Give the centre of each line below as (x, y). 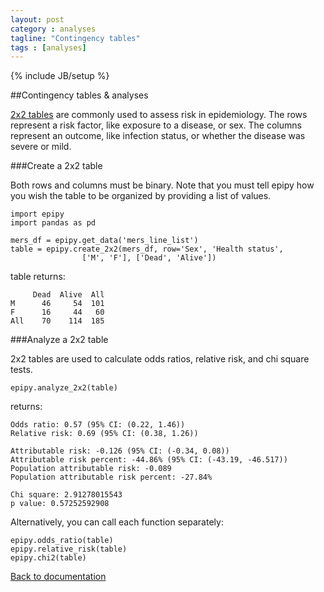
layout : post (37, 19)
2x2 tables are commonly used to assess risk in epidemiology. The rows (159, 115)
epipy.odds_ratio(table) (62, 541)
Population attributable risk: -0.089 (91, 469)
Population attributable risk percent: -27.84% (111, 477)
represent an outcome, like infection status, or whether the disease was (158, 136)
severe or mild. (41, 147)
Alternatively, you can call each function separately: (117, 522)
